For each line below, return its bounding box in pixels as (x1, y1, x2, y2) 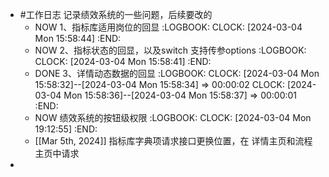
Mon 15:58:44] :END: (34, 33, 122, 44)
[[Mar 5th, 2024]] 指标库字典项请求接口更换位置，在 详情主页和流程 (34, 135, 313, 147)
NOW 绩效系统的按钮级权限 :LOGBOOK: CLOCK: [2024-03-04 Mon (34, 112, 312, 123)
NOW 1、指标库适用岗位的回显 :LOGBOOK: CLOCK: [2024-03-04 (34, 21, 303, 33)
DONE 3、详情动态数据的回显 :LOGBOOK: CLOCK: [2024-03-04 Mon (34, 68, 320, 79)
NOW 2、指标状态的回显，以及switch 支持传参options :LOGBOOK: (34, 44, 307, 56)
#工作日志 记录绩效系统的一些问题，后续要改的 (19, 9, 213, 20)
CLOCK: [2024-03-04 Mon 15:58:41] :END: (34, 56, 212, 67)
